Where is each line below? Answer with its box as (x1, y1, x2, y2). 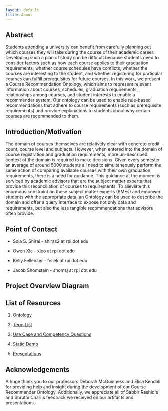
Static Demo (12, 341, 39, 347)
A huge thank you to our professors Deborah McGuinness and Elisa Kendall (5, 378, 161, 384)
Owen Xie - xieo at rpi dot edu (12, 248, 75, 254)
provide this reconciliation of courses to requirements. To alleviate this (5, 183, 150, 189)
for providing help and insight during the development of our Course (5, 384, 146, 390)
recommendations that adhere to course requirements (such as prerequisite (5, 102, 162, 108)
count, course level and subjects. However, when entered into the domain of (5, 146, 163, 152)
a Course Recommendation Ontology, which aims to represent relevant (5, 81, 151, 87)
